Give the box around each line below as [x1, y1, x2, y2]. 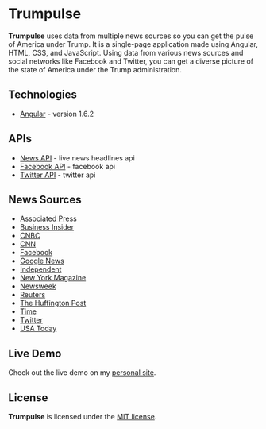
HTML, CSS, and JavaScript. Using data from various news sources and [8, 48, 244, 57]
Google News [19, 256, 65, 266]
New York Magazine [19, 273, 87, 283]
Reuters [19, 290, 46, 300]
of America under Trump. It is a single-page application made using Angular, [8, 39, 258, 48]
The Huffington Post [19, 299, 87, 308]
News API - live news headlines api [19, 153, 135, 163]
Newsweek [19, 281, 57, 291]
